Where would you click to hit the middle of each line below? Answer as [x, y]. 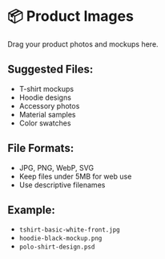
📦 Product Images [70, 16]
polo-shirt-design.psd [57, 247]
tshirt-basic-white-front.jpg [70, 230]
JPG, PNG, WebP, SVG [56, 167]
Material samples [47, 114]
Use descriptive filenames [62, 185]
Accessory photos [49, 105]
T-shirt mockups [46, 88]
